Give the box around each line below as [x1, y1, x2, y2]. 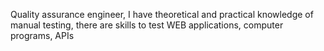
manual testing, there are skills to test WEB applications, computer [10, 19, 284, 31]
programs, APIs [10, 30, 75, 41]
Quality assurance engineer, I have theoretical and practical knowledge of [10, 9, 314, 20]
